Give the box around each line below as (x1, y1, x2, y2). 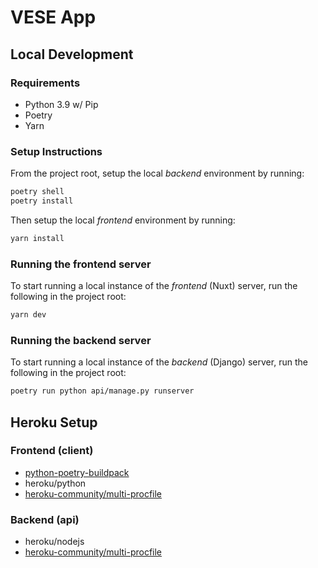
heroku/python (24, 477, 87, 489)
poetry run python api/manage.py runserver (10, 386, 195, 396)
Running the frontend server (10, 257, 152, 271)
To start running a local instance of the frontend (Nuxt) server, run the (10, 280, 298, 292)
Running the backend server (10, 333, 152, 347)
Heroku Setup (10, 414, 98, 431)
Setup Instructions (10, 144, 103, 158)
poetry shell (10, 187, 65, 197)
